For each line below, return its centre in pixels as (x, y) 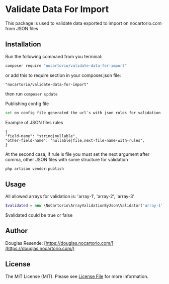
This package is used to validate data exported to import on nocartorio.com (83, 23)
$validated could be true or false (39, 215)
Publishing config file (27, 104)
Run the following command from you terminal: (54, 56)
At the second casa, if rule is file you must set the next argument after (77, 154)
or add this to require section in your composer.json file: (63, 75)
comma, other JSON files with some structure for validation (67, 159)
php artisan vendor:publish (35, 169)
